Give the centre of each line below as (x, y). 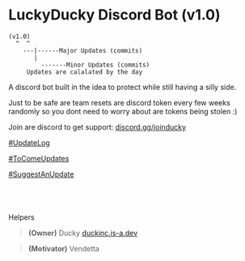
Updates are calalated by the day (84, 72)
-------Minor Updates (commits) (95, 65)
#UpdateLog (29, 143)
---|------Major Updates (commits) (83, 50)
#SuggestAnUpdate (41, 174)
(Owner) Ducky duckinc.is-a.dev (83, 233)
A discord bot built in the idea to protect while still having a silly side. (122, 87)
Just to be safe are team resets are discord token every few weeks (119, 102)
